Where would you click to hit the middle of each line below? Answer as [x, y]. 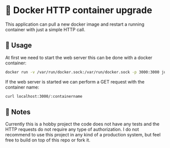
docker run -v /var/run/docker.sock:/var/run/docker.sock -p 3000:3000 [82, 72]
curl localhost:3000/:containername [44, 96]
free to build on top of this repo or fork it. [48, 140]
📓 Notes [18, 112]
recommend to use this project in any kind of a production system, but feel [83, 135]
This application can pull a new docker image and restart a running [75, 24]
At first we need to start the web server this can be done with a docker [79, 57]
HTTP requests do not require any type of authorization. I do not [72, 129]
